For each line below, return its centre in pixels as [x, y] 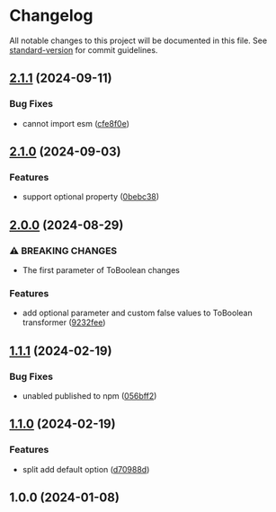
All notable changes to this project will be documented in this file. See [138, 40]
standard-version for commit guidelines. [84, 49]
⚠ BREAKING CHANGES [63, 251]
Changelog [51, 16]
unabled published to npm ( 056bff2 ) [89, 395]
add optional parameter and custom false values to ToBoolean [138, 313]
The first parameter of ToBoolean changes [101, 270]
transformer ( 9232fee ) [64, 322]
